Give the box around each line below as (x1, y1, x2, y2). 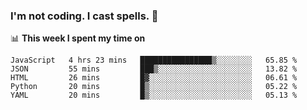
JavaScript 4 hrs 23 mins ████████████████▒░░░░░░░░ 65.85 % (10, 55, 298, 66)
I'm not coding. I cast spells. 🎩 (10, 9, 159, 23)
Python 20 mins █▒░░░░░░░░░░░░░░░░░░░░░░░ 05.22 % (10, 82, 298, 92)
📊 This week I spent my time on (10, 32, 146, 44)
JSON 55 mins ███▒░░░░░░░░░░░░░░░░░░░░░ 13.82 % (10, 64, 298, 74)
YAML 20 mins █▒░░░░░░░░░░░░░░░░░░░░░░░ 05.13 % (10, 90, 298, 101)
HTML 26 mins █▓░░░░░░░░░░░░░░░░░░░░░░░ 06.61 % (10, 73, 298, 83)
